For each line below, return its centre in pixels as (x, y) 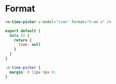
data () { (19, 35)
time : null (29, 45)
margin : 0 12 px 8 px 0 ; (33, 72)
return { (23, 40)
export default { (23, 31)
